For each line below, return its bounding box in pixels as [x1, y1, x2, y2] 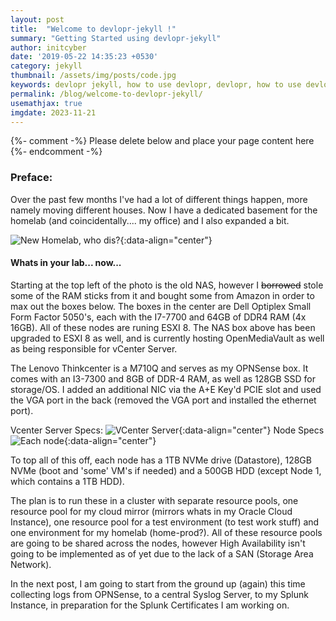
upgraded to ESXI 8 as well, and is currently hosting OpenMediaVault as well [10, 332, 325, 344]
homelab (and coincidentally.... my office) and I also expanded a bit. [10, 214, 290, 226]
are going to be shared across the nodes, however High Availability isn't [10, 537, 306, 549]
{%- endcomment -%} [10, 146, 103, 158]
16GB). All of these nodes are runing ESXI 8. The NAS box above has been [10, 321, 316, 333]
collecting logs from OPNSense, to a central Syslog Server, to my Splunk [10, 588, 309, 600]
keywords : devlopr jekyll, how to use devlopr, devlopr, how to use [10, 80, 302, 90]
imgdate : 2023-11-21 [10, 107, 97, 118]
